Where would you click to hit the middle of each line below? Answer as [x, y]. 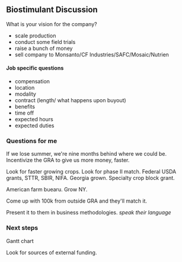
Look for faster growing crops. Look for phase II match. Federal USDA [91, 172]
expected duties [34, 126]
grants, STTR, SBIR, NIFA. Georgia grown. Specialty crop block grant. [90, 178]
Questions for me [32, 141]
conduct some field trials [45, 42]
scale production [35, 36]
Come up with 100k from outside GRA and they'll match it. [76, 201]
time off [24, 113]
